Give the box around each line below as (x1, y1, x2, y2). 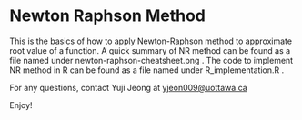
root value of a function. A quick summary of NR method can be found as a (9, 45, 291, 55)
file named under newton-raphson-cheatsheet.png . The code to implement (9, 55, 294, 65)
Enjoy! (9, 99, 34, 110)
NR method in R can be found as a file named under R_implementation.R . (9, 65, 285, 75)
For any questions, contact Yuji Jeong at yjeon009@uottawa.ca (9, 82, 247, 93)
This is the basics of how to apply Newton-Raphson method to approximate (9, 35, 293, 46)
